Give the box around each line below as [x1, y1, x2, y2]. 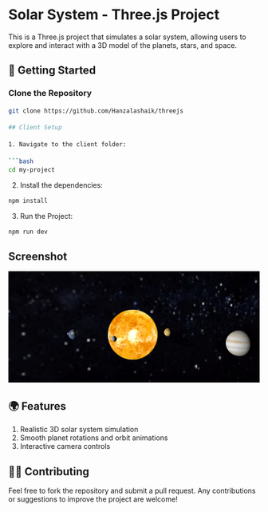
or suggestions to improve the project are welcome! [8, 494, 178, 504]
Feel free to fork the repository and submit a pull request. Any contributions [8, 486, 256, 495]
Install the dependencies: [19, 180, 104, 189]
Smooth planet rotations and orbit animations [19, 433, 168, 443]
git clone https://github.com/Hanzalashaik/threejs [8, 106, 183, 115]
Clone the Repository [8, 88, 93, 99]
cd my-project [8, 165, 56, 173]
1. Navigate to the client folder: [8, 141, 127, 149]
